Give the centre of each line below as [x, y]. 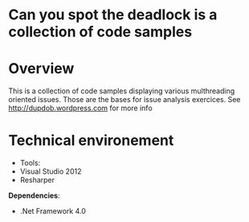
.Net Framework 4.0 [53, 212]
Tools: [30, 163]
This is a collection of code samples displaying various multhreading [122, 91]
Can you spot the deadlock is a [113, 15]
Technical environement [91, 140]
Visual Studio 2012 [51, 171]
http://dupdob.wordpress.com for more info [80, 108]
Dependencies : [34, 195]
